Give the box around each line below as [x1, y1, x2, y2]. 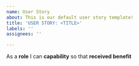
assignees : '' [6, 31, 42, 37]
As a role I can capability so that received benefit [6, 53, 132, 60]
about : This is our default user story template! [6, 14, 134, 20]
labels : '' [6, 25, 34, 32]
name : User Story [6, 8, 50, 15]
